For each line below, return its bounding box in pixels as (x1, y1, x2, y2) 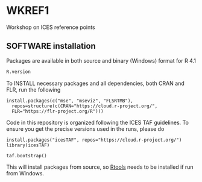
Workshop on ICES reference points (6, 24, 95, 31)
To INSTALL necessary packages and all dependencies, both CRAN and (6, 80, 185, 87)
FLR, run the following (6, 86, 61, 93)
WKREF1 (6, 4, 49, 17)
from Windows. (6, 169, 44, 177)
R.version (6, 69, 31, 75)
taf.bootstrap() (6, 152, 47, 158)
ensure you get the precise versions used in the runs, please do (6, 125, 165, 133)
